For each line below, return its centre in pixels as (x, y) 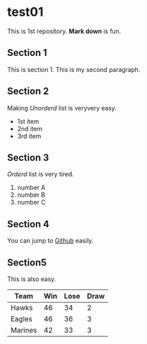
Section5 (27, 262)
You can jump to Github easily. (50, 241)
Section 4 (28, 224)
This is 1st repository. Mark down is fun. (64, 31)
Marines (24, 330)
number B (31, 195)
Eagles (22, 319)
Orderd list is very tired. (41, 174)
